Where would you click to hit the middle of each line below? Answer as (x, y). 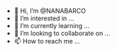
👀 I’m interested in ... (44, 18)
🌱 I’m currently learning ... (52, 26)
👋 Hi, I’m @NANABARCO (50, 11)
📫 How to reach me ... (47, 41)
